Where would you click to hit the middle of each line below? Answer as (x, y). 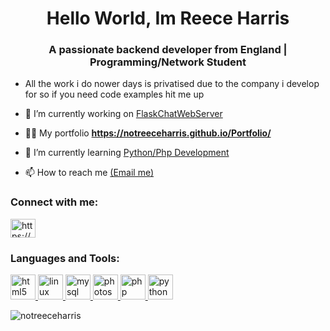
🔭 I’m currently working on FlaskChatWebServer (123, 114)
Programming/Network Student (168, 62)
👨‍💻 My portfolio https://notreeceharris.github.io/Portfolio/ (148, 133)
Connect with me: (54, 202)
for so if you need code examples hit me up (114, 94)
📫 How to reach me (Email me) (89, 173)
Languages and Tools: (65, 258)
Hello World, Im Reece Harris (168, 18)
